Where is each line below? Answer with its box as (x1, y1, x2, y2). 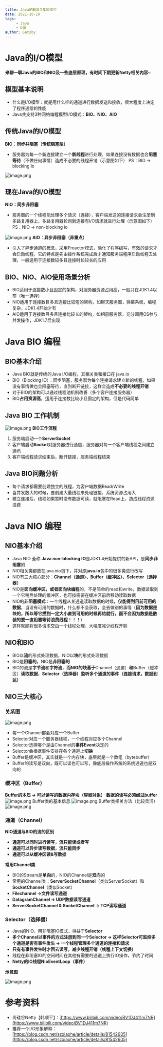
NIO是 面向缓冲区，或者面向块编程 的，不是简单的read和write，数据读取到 (12, 586, 159, 592)
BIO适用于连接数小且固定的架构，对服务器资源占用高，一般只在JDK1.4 (12, 287, 153, 293)
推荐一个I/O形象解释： (12, 1026, 57, 1032)
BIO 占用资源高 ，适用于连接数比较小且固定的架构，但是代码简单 (12, 395, 139, 401)
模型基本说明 (5, 85, 44, 93)
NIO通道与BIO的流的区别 (5, 829, 54, 834)
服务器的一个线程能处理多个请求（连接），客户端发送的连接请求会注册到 (12, 212, 155, 218)
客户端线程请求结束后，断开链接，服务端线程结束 (12, 454, 110, 459)
